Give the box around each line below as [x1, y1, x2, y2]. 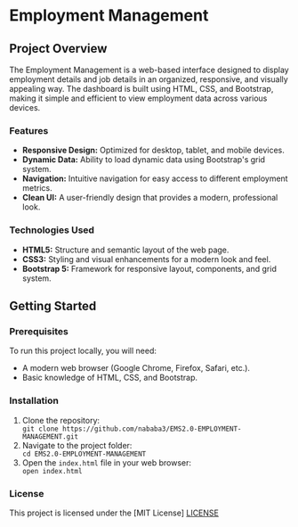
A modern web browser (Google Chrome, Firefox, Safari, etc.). [21, 363, 251, 374]
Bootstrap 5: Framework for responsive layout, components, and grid [21, 263, 278, 274]
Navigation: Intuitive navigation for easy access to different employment [21, 173, 288, 184]
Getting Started [9, 298, 97, 313]
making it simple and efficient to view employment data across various [9, 93, 268, 103]
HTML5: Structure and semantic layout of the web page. [21, 244, 230, 255]
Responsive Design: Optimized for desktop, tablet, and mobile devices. [21, 144, 285, 156]
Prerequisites [9, 325, 68, 337]
